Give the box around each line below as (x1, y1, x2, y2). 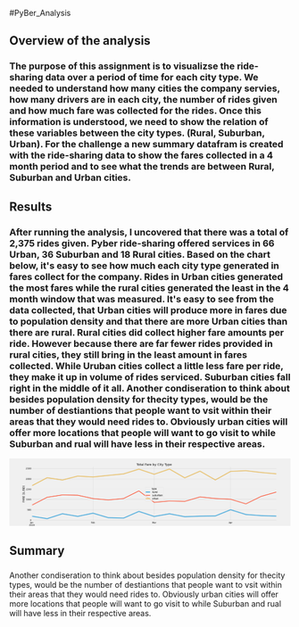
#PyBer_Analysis (9, 8, 71, 18)
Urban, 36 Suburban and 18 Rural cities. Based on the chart (9, 248, 270, 260)
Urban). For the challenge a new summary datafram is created (9, 138, 284, 151)
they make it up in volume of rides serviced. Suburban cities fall (9, 370, 291, 383)
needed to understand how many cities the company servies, (9, 82, 280, 95)
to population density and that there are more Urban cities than (9, 315, 288, 327)
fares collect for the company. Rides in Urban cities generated (9, 270, 284, 283)
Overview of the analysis (9, 33, 151, 48)
